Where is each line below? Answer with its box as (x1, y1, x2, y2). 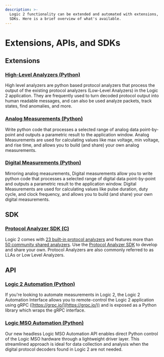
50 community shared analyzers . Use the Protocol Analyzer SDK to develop (5, 241, 158, 247)
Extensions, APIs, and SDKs (5, 37, 121, 48)
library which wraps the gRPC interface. (5, 307, 86, 313)
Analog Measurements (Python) (5, 115, 83, 122)
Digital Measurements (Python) (5, 159, 82, 166)
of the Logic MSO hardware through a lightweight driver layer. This (5, 336, 140, 342)
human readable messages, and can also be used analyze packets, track (5, 98, 152, 104)
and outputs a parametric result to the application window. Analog (16, 131, 149, 137)
